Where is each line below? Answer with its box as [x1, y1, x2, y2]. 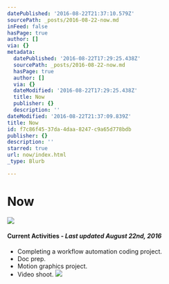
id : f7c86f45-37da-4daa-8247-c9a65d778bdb [7, 126, 132, 133]
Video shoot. [17, 270, 54, 278]
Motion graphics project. [17, 262, 88, 270]
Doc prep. [17, 254, 46, 263]
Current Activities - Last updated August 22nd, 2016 [7, 232, 162, 240]
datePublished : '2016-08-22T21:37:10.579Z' [7, 10, 135, 17]
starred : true [7, 145, 48, 152]
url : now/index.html [7, 151, 67, 159]
